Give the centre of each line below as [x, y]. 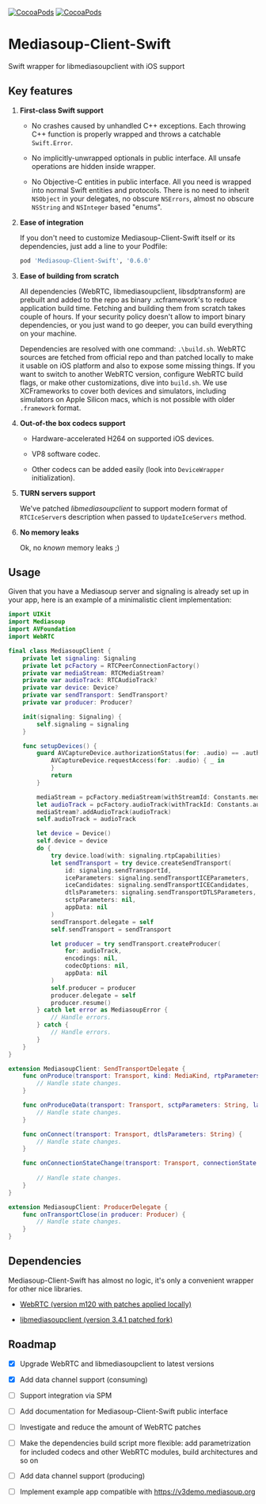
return [61, 776]
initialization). [53, 478]
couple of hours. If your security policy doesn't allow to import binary [133, 317]
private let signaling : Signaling [79, 658]
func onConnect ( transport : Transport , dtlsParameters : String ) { [133, 1134]
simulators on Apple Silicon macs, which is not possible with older [127, 399]
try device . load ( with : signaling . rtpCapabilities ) [136, 856]
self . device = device [72, 841]
